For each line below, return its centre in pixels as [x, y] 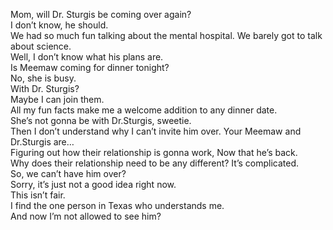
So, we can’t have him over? [68, 173]
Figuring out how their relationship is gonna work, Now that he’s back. [154, 152]
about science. [41, 46]
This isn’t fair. [38, 195]
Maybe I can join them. [57, 99]
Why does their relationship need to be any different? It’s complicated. [155, 163]
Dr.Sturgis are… [42, 142]
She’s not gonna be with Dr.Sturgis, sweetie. [101, 120]
